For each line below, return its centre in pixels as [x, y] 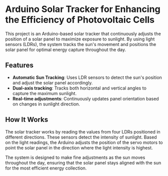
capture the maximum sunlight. [44, 93]
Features [19, 65]
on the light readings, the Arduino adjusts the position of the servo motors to [84, 142]
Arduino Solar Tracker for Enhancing [83, 9]
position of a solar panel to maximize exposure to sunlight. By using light [80, 39]
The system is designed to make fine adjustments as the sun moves [75, 157]
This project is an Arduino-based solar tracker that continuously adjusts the [83, 33]
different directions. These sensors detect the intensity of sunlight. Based [81, 137]
